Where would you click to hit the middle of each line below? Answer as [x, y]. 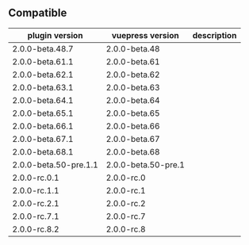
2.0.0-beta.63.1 [43, 87]
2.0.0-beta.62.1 [43, 75]
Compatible [38, 13]
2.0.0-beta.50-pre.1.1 [56, 164]
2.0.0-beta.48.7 [43, 48]
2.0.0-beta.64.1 [43, 100]
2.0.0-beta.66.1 [43, 126]
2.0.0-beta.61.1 [43, 61]
